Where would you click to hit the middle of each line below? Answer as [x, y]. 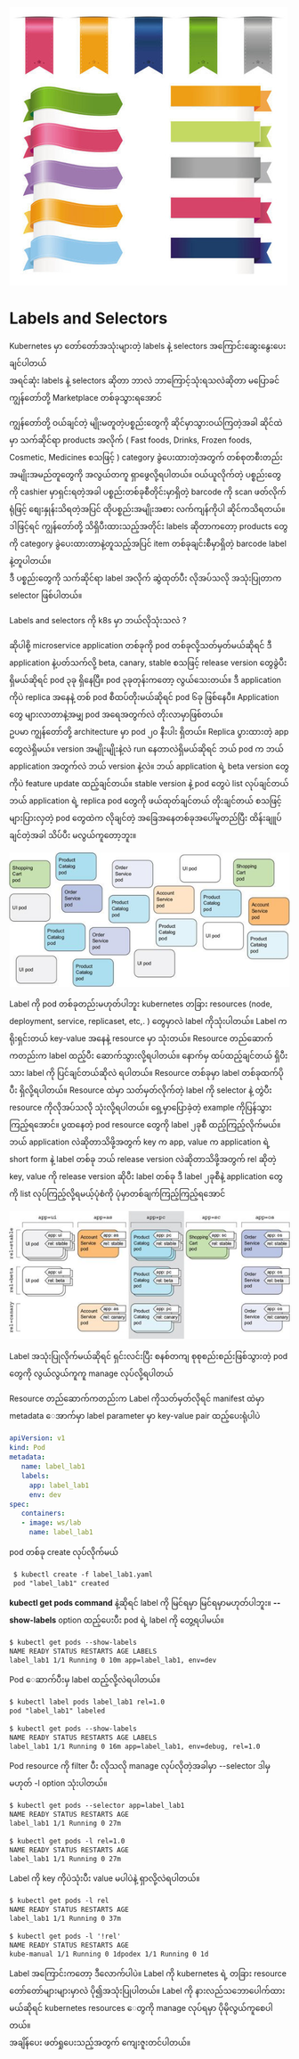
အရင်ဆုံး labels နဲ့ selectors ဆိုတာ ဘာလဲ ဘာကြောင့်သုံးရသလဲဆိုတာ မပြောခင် [145, 380]
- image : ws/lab [51, 1523]
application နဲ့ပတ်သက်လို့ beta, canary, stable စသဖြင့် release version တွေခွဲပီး [148, 663]
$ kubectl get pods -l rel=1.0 [67, 1842]
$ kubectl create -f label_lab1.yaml [83, 1575]
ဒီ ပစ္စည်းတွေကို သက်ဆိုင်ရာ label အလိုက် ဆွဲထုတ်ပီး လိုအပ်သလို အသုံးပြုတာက [145, 578]
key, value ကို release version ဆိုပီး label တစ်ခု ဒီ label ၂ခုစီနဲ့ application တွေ [146, 1176]
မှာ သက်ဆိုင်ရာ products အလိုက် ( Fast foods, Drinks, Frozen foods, [131, 440]
